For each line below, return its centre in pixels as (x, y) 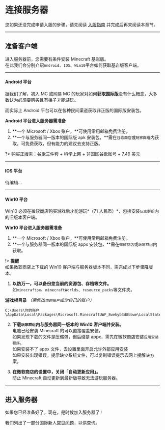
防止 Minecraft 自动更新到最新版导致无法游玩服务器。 (66, 378)
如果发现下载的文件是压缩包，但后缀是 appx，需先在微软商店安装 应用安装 (85, 337)
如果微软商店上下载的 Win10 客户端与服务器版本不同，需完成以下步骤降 (77, 267)
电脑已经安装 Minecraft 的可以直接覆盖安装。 (57, 331)
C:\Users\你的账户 (22, 311)
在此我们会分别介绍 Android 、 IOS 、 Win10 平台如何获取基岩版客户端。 (73, 65)
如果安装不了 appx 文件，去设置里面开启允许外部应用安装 (70, 349)
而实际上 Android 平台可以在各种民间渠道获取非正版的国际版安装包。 (74, 110)
